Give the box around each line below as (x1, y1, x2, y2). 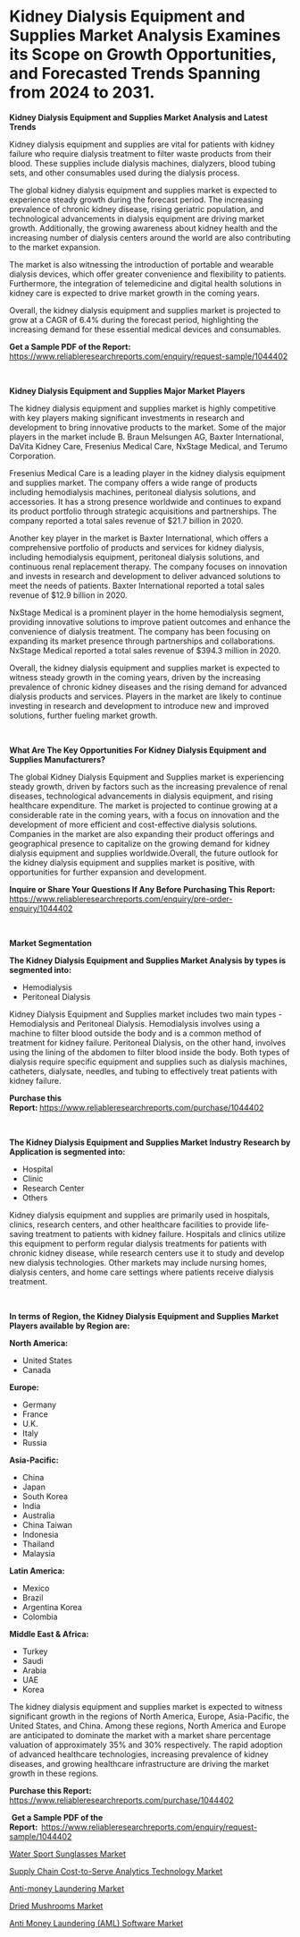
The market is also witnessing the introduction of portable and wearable (9, 259, 274, 269)
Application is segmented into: (9, 1146, 126, 1156)
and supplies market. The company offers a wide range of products (9, 477, 258, 488)
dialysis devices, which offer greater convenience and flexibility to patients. (9, 269, 287, 279)
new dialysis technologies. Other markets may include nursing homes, (9, 1257, 268, 1267)
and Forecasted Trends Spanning (9, 64, 261, 84)
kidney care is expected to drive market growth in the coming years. (9, 287, 261, 298)
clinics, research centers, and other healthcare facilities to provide (9, 1219, 253, 1230)
